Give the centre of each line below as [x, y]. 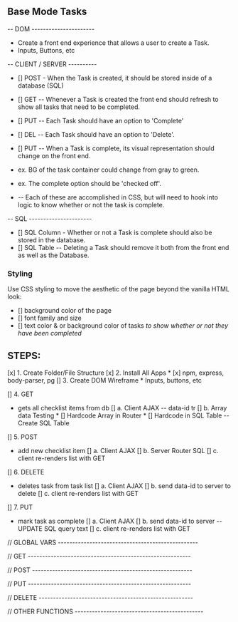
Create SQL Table [43, 423]
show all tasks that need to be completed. [79, 107]
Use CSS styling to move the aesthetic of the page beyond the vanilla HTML [118, 289]
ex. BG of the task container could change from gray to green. [108, 170]
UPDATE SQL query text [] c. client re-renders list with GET [104, 528]
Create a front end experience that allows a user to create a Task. [113, 43]
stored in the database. [52, 240]
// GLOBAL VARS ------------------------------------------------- [103, 542]
